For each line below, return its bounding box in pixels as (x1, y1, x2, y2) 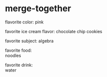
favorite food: (5, 47, 32, 53)
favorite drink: (5, 62, 33, 68)
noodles (5, 52, 21, 58)
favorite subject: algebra (5, 38, 54, 44)
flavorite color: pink (5, 19, 44, 25)
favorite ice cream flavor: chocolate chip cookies (5, 28, 103, 34)
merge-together (5, 3, 71, 14)
